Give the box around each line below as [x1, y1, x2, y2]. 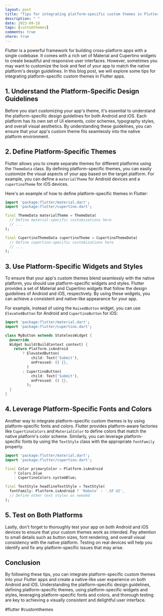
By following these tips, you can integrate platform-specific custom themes [5, 571, 156, 577]
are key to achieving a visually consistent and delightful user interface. [5, 597, 146, 603]
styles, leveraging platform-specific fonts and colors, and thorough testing [5, 592, 154, 598]
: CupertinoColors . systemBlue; [14, 475, 77, 480]
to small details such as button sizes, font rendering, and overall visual [5, 534, 146, 540]
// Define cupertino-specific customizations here [9, 240, 114, 245]
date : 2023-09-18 [5, 20, 40, 26]
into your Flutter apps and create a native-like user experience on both [5, 577, 147, 583]
